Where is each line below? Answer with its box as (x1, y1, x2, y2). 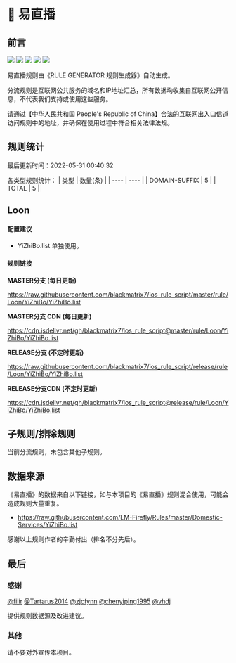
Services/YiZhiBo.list (17, 521, 78, 529)
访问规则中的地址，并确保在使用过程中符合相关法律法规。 (7, 119, 173, 127)
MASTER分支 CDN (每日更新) (7, 312, 92, 321)
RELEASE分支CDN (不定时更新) (7, 384, 98, 392)
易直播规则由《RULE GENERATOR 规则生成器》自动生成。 (7, 71, 174, 79)
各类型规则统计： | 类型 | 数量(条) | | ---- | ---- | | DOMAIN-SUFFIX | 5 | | (7, 176, 216, 184)
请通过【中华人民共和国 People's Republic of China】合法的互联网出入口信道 (7, 110, 229, 118)
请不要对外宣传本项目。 (7, 648, 75, 657)
